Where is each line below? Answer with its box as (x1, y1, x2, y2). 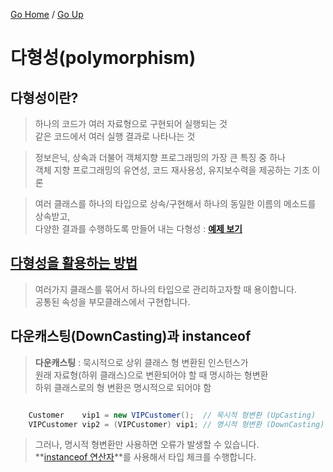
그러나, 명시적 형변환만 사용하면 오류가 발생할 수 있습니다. (34, 439, 260, 451)
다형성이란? (10, 89, 79, 106)
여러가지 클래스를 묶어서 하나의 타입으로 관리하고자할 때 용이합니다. (34, 283, 297, 295)
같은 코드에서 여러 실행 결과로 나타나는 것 (34, 130, 196, 142)
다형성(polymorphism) (10, 47, 197, 69)
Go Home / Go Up (10, 9, 84, 20)
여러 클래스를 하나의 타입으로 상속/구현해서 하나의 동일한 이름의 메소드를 (34, 198, 317, 209)
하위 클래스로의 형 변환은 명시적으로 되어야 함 (34, 381, 212, 393)
